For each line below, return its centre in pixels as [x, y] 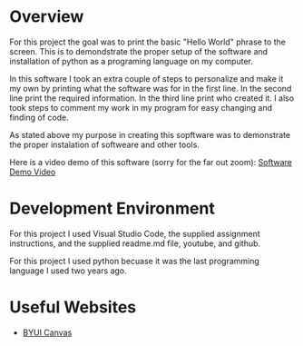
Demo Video [33, 172]
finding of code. [39, 117]
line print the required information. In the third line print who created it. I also [152, 98]
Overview [47, 17]
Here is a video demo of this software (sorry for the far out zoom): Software [151, 162]
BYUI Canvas [47, 332]
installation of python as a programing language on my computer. [132, 61]
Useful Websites [73, 307]
